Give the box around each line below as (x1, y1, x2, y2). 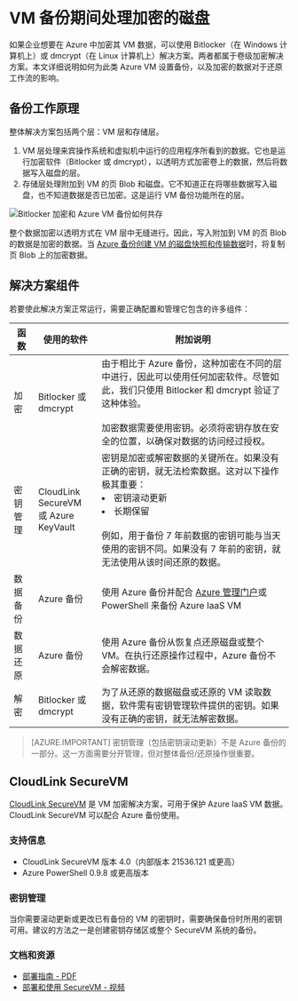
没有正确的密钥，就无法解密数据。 (101, 712, 244, 725)
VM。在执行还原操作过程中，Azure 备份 (101, 649, 268, 662)
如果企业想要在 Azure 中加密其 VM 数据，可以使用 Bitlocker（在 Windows (9, 39, 278, 50)
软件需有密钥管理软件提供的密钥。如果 (119, 699, 279, 711)
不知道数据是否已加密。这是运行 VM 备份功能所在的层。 (45, 189, 249, 200)
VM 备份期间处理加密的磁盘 (9, 8, 210, 28)
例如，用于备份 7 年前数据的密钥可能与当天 (101, 529, 281, 542)
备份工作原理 (9, 101, 80, 116)
